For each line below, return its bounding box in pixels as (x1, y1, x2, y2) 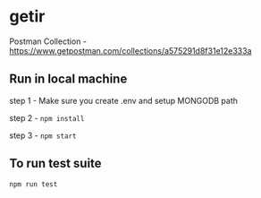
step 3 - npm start (9, 130, 77, 141)
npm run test (9, 179, 58, 189)
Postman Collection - (9, 36, 88, 47)
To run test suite (9, 156, 102, 171)
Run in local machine (9, 72, 128, 87)
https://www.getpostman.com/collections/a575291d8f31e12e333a (9, 45, 252, 56)
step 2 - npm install (9, 112, 85, 123)
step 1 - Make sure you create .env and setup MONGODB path (9, 95, 239, 106)
